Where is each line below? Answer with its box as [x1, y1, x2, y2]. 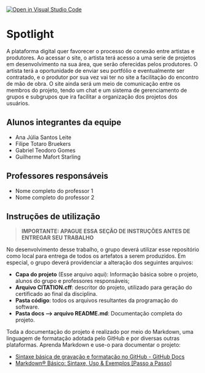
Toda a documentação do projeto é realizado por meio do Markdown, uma [6, 328, 194, 336]
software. [15, 303, 40, 311]
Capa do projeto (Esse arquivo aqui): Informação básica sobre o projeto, [15, 271, 199, 278]
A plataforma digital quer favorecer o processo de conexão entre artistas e [6, 47, 195, 55]
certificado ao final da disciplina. [15, 290, 98, 298]
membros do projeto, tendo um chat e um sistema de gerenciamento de [6, 86, 187, 94]
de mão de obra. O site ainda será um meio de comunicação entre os [6, 80, 181, 87]
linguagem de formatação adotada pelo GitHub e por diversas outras [6, 334, 180, 342]
